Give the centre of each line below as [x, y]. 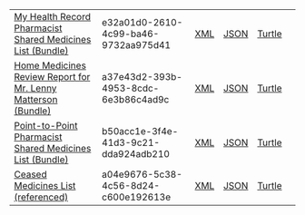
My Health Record [52, 17]
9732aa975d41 [136, 45]
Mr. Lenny [35, 88]
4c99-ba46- [130, 34]
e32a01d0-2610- [142, 22]
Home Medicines [50, 65]
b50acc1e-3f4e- [140, 131]
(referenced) [41, 197]
